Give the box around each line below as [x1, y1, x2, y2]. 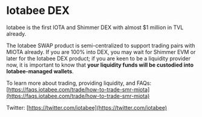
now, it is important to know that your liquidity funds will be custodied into [6, 61, 194, 69]
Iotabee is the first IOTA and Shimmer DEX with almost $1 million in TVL [6, 24, 184, 31]
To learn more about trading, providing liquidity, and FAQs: [6, 79, 152, 87]
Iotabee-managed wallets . [6, 67, 74, 75]
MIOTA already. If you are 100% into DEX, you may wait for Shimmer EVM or [6, 48, 196, 55]
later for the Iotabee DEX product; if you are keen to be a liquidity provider [6, 55, 191, 62]
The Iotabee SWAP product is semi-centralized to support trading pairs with [6, 42, 195, 49]
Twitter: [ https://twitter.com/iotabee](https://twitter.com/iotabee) [6, 104, 168, 111]
